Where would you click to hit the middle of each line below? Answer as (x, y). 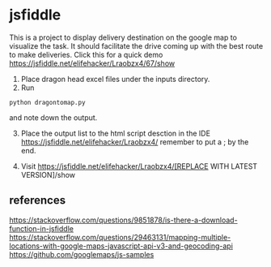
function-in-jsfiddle (41, 228)
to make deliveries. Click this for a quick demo (86, 54)
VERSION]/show (48, 174)
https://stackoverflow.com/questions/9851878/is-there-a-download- (123, 220)
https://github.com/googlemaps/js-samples (82, 254)
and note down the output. (53, 117)
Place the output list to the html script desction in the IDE (116, 133)
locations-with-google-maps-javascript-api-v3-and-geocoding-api (121, 246)
